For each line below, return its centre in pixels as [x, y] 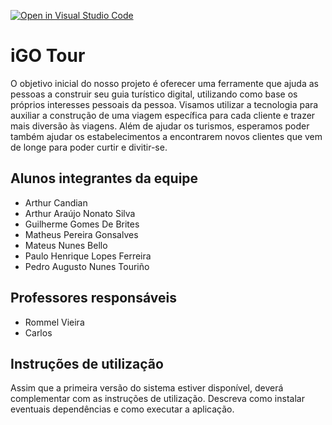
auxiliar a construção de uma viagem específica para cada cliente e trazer [163, 115]
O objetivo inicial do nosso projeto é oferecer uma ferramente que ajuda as [164, 83]
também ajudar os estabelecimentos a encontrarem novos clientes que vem [166, 136]
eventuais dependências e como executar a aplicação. [122, 409]
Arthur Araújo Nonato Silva [80, 213]
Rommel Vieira [54, 322]
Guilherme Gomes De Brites [82, 224]
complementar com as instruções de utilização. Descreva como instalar [157, 399]
